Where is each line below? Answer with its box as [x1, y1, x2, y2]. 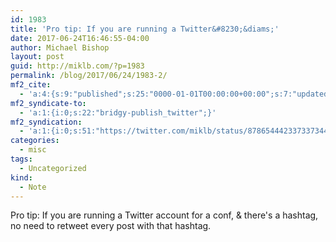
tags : [10, 154, 33, 164]
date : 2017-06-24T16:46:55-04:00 [10, 33, 150, 43]
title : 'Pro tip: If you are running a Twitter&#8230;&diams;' [10, 24, 280, 34]
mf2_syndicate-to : [10, 98, 87, 108]
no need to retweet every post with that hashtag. [10, 220, 212, 232]
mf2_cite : [10, 80, 52, 90]
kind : [10, 172, 33, 183]
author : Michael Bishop [10, 42, 110, 53]
